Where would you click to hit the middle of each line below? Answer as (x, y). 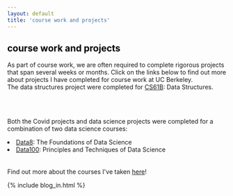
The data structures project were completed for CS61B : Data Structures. (110, 87)
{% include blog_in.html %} (46, 186)
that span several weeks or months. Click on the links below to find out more (117, 72)
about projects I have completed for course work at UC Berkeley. (100, 80)
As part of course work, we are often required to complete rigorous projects (116, 65)
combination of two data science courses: (67, 129)
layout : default (31, 14)
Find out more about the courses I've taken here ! (77, 172)
